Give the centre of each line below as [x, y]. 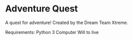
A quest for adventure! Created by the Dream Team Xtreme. [67, 22]
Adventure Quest [42, 9]
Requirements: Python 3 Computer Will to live [52, 32]
